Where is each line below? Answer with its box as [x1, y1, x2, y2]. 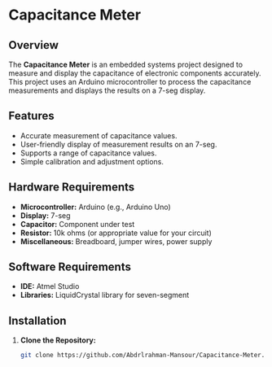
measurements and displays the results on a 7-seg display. [8, 85, 206, 95]
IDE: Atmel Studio [20, 282, 80, 291]
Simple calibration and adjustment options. [20, 156, 165, 166]
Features [8, 109, 55, 123]
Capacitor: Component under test [20, 219, 135, 229]
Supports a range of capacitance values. [20, 148, 157, 158]
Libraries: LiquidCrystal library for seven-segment [20, 291, 190, 300]
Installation [8, 313, 67, 327]
